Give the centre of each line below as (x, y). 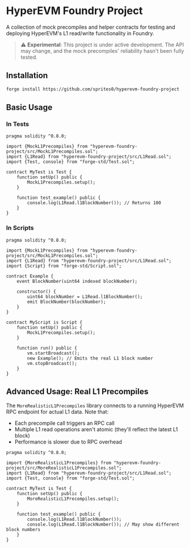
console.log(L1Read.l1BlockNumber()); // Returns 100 (94, 203)
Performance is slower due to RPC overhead (68, 442)
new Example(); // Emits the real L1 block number (90, 358)
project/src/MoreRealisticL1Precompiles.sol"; (64, 468)
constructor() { (37, 292)
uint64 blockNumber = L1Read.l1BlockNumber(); (85, 297)
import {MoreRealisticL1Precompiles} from (59, 463)
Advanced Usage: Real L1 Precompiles (77, 392)
